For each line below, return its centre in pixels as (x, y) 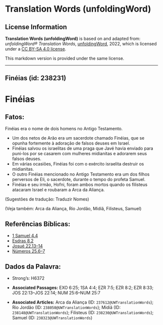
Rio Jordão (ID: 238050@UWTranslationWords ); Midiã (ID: (66, 307)
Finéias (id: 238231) (36, 78)
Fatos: (15, 117)
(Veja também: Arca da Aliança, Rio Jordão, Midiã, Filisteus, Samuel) (73, 209)
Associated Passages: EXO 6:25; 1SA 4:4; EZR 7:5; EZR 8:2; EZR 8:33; (83, 288)
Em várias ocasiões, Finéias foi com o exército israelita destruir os (78, 164)
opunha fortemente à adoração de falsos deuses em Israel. (71, 143)
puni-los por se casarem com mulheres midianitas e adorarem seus (79, 154)
